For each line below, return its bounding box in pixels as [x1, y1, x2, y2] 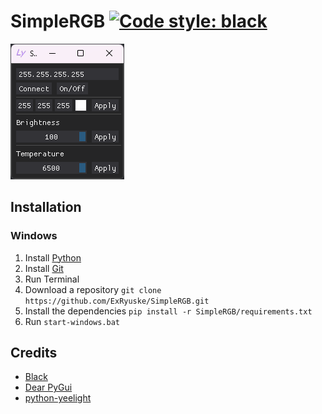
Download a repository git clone [24, 283, 162, 295]
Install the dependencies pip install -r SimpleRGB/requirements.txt [24, 305, 313, 317]
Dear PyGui [24, 381, 73, 394]
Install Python [24, 251, 82, 264]
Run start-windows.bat [24, 315, 120, 327]
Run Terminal [24, 273, 80, 285]
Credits [10, 345, 58, 362]
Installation [10, 199, 82, 216]
